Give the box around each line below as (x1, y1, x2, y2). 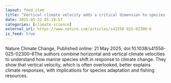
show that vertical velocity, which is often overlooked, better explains (5, 62, 151, 68)
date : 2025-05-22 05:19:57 (5, 17, 63, 22)
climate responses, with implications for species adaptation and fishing (5, 67, 155, 73)
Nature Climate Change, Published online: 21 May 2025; (5, 46, 123, 51)
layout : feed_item (5, 7, 44, 13)
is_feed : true (5, 31, 36, 36)
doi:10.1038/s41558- (123, 46, 166, 51)
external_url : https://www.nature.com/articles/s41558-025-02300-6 (5, 27, 152, 32)
